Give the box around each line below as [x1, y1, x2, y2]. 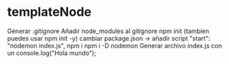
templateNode [7, 4, 92, 20]
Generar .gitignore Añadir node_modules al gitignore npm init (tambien [7, 27, 210, 35]
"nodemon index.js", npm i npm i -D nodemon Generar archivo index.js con [7, 41, 223, 50]
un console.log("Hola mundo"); [7, 49, 96, 57]
